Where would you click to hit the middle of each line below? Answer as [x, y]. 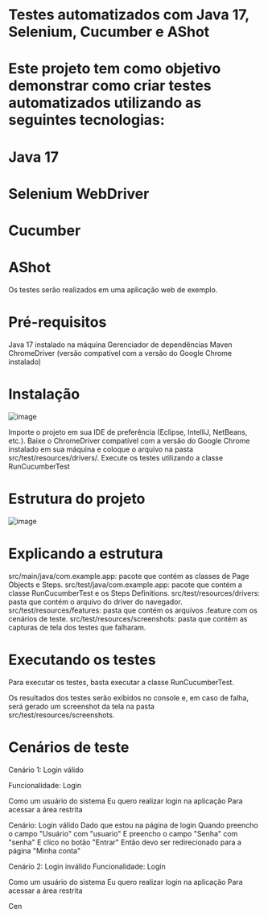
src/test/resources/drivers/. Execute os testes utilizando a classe [116, 457]
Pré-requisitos [58, 322]
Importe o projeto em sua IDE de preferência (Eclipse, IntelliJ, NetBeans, [128, 432]
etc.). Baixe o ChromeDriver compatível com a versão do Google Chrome [129, 440]
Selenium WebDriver [79, 194]
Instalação [44, 394]
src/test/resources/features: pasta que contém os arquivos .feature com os [133, 610]
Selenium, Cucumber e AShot [109, 32]
